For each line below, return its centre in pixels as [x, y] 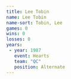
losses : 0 [18, 39]
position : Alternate [40, 67]
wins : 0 [16, 34]
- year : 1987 [25, 50]
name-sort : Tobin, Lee [34, 23]
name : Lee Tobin [26, 17]
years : [14, 45]
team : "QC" [28, 61]
